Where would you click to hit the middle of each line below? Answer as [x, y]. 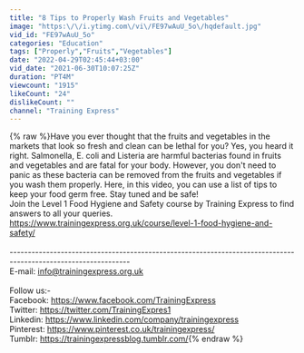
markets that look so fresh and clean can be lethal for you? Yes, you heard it [152, 146]
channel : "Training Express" [64, 111]
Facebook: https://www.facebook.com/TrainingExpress [113, 300]
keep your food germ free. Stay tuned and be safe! [104, 194]
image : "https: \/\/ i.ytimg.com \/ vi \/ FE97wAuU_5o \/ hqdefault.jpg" [135, 26]
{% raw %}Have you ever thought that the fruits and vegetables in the [140, 136]
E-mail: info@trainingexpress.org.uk [76, 271]
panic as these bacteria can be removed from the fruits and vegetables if [146, 175]
